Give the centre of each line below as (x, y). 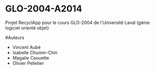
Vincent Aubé (27, 47)
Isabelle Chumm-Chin (35, 52)
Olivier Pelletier (28, 63)
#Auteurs (15, 37)
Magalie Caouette (31, 57)
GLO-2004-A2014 (44, 9)
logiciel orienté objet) (27, 27)
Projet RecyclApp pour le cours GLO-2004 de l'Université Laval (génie (77, 22)
